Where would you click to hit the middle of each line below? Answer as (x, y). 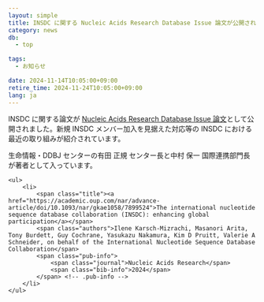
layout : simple (33, 15)
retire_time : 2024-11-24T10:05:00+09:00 (76, 88)
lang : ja (22, 95)
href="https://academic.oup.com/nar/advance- (84, 201)
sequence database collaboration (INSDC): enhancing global (109, 214)
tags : (17, 59)
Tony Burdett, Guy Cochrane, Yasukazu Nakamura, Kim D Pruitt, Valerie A (132, 235)
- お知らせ (30, 67)
